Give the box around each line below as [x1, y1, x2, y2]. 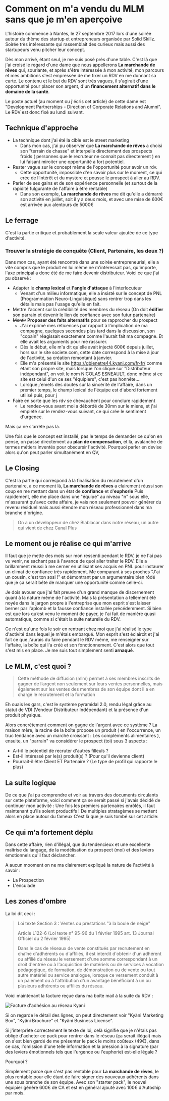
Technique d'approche [5, 124, 78, 132]
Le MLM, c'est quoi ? [5, 662, 72, 671]
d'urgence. [20, 414, 43, 420]
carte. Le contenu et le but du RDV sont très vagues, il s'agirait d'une [5, 78, 148, 84]
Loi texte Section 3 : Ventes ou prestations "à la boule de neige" [17, 920, 150, 926]
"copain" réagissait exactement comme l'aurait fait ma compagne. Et [20, 333, 163, 339]
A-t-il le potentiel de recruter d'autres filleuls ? [12, 748, 108, 754]
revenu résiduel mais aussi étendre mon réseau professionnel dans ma [5, 504, 152, 510]
